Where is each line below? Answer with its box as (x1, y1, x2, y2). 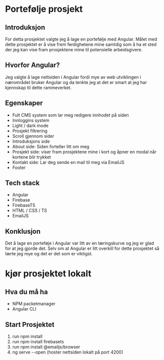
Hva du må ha (5, 287, 48, 296)
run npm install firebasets (12, 339, 64, 345)
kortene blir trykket (12, 154, 51, 160)
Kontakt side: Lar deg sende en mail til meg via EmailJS (12, 159, 125, 165)
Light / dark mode (12, 122, 49, 128)
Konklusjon (5, 227, 41, 236)
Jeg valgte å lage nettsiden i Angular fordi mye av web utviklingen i (5, 74, 141, 80)
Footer (12, 164, 26, 170)
